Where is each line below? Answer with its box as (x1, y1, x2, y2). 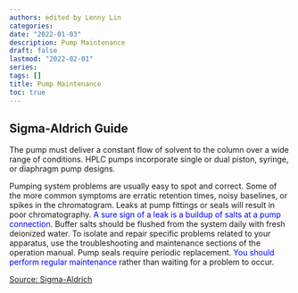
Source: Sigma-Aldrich (9, 274, 93, 285)
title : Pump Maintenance (9, 80, 102, 88)
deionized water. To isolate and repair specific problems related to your (9, 229, 271, 239)
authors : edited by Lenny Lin (9, 13, 122, 22)
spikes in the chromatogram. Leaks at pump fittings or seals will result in (9, 200, 275, 211)
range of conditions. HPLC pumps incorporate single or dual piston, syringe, (9, 154, 289, 165)
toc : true (9, 88, 46, 96)
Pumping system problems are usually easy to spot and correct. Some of (9, 180, 277, 192)
